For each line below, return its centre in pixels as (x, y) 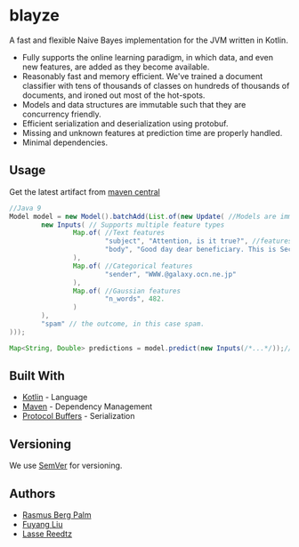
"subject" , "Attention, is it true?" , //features (198, 241)
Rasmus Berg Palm (57, 515)
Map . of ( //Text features (119, 233)
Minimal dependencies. (65, 142)
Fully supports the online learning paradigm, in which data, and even (148, 57)
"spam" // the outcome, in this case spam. (123, 324)
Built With (37, 376)
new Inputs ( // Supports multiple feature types (133, 225)
